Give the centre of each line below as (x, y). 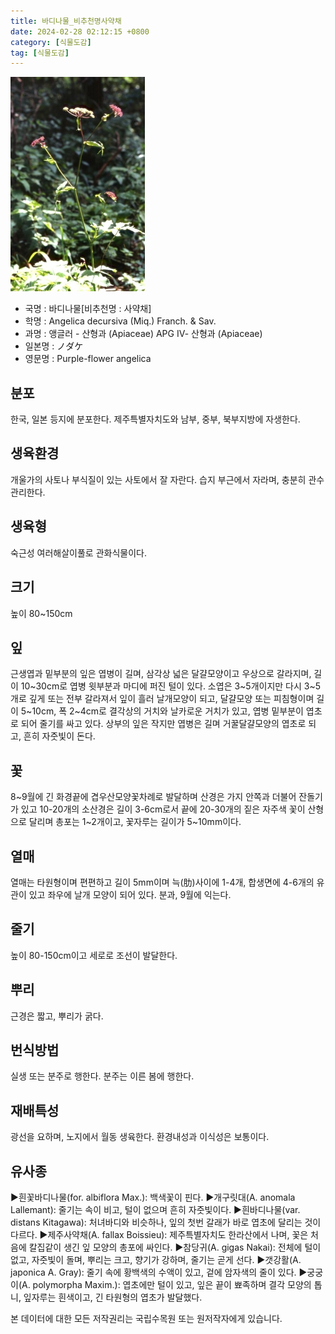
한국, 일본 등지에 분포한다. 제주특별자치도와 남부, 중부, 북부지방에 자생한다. (155, 419)
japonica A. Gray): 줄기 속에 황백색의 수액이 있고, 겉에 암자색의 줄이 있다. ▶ (159, 1272)
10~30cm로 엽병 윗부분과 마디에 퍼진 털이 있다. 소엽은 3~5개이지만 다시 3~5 (171, 686)
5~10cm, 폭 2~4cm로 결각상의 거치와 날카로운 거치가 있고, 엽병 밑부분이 (162, 711)
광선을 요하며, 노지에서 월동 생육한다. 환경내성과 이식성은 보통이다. (140, 1137)
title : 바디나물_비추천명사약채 (66, 21)
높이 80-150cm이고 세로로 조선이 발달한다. (94, 955)
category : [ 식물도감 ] (51, 42)
